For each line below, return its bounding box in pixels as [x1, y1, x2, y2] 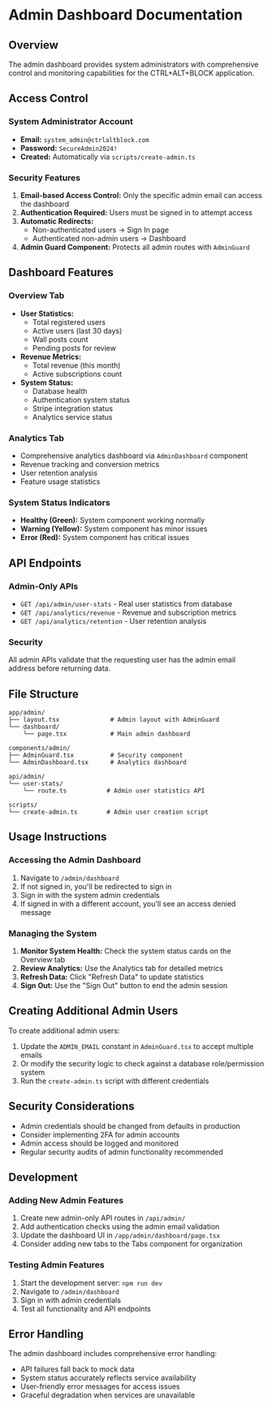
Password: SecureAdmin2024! [19, 143, 118, 153]
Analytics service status [32, 412, 113, 421]
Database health [32, 386, 88, 395]
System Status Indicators [8, 497, 111, 508]
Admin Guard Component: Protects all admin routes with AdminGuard [19, 242, 250, 252]
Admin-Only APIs [8, 581, 79, 592]
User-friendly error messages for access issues [19, 1382, 180, 1392]
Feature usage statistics [19, 477, 101, 486]
